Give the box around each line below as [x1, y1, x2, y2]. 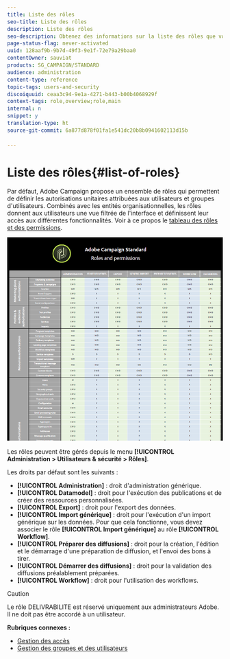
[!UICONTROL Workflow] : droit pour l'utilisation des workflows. [16, 577, 199, 585]
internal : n [7, 105, 41, 113]
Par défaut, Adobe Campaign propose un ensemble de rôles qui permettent [7, 187, 220, 196]
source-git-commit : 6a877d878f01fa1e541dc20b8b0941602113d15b [7, 127, 188, 134]
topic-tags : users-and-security [7, 83, 99, 91]
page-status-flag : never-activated [7, 40, 109, 47]
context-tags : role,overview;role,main [7, 98, 121, 105]
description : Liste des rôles [7, 25, 94, 32]
